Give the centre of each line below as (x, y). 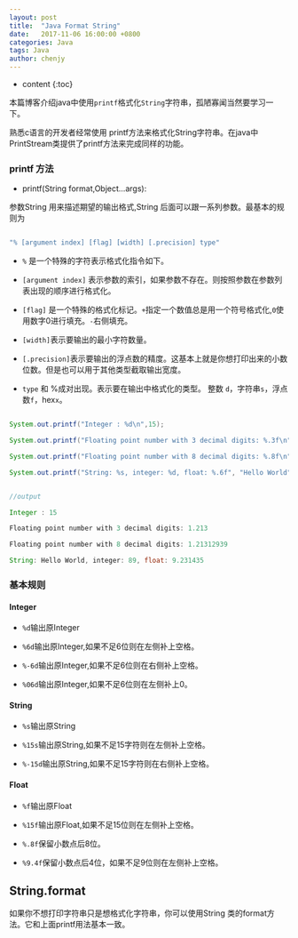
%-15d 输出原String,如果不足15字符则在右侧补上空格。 (118, 764)
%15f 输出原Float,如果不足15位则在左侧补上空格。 (110, 824)
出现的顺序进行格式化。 (73, 291)
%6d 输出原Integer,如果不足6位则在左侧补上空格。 (110, 646)
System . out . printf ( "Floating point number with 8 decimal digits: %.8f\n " (150, 456)
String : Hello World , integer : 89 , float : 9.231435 (106, 561)
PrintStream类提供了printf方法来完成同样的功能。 (99, 144)
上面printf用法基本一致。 (85, 925)
